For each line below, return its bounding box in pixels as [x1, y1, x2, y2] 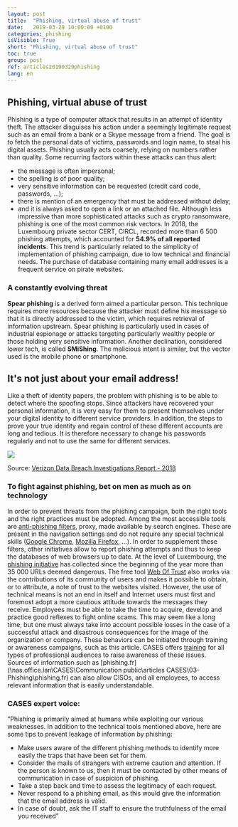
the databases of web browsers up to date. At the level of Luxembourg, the [7, 552, 227, 561]
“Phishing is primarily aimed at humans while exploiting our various [7, 715, 204, 723]
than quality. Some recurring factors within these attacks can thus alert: [7, 153, 217, 162]
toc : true [7, 51, 37, 58]
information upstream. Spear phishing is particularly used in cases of [7, 322, 210, 330]
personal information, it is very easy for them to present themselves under [7, 406, 225, 415]
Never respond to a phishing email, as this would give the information [17, 789, 221, 798]
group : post [7, 57, 43, 64]
